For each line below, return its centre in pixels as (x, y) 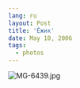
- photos (30, 53)
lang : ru (23, 16)
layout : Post (30, 23)
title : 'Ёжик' (32, 30)
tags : (17, 46)
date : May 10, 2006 (40, 38)
